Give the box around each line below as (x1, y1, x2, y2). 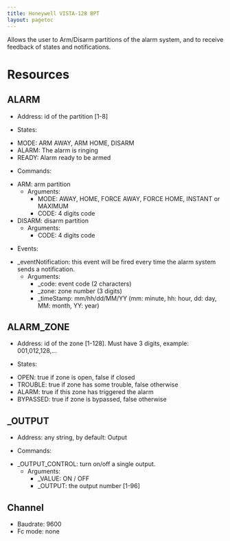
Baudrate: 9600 (16, 520, 62, 528)
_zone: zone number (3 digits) (37, 286, 122, 295)
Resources (7, 67, 70, 82)
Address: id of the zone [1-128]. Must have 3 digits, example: (16, 339, 189, 347)
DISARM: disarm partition (16, 216, 89, 225)
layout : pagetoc (7, 16, 54, 23)
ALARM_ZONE (7, 321, 70, 333)
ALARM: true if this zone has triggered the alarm (16, 388, 154, 396)
